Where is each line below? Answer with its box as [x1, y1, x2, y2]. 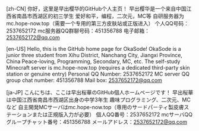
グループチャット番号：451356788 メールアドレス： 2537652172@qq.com [6, 119, 187, 125]
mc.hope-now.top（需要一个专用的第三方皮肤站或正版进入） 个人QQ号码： [6, 20, 189, 27]
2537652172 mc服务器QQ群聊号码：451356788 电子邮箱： [6, 27, 150, 34]
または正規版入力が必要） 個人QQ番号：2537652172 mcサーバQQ [31, 111, 193, 118]
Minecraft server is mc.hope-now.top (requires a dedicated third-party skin [6, 64, 190, 71]
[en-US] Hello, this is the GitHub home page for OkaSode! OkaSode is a [6, 45, 181, 52]
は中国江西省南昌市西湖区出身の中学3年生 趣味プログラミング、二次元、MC [6, 96, 191, 103]
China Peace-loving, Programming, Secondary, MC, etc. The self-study [6, 58, 181, 65]
